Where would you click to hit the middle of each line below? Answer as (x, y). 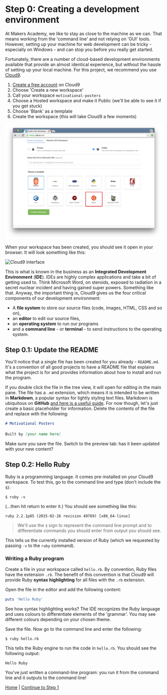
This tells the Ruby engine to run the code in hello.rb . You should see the (81, 648)
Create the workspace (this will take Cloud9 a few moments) (75, 116)
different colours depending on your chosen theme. (58, 619)
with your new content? (29, 449)
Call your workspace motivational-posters (57, 95)
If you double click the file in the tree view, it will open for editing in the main (83, 387)
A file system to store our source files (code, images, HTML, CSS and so (87, 308)
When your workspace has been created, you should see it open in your (79, 247)
